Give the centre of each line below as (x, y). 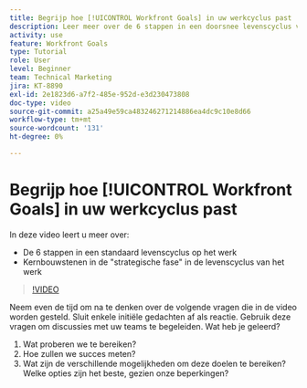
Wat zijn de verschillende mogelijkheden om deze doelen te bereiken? (154, 363)
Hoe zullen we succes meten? (79, 353)
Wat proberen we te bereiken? (79, 344)
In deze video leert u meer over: (69, 235)
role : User (30, 60)
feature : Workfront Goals (58, 43)
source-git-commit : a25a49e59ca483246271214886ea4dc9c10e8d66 (130, 111)
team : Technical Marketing (61, 78)
